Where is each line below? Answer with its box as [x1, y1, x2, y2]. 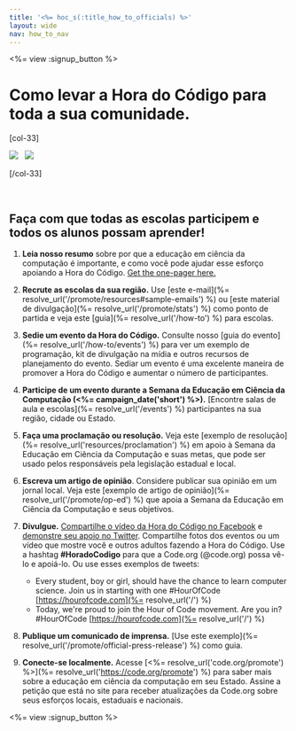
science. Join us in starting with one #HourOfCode [35, 586, 222, 596]
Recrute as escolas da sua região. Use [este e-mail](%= [21, 284, 230, 295]
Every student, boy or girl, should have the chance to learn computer [35, 576, 287, 587]
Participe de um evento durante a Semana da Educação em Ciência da [21, 385, 285, 395]
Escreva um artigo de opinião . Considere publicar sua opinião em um [21, 476, 277, 486]
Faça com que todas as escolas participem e [9, 211, 260, 226]
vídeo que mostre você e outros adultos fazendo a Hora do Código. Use [21, 540, 285, 550]
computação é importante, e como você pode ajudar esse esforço [21, 258, 264, 268]
